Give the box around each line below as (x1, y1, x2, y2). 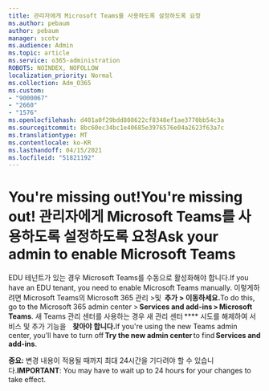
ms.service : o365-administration (8, 57, 120, 65)
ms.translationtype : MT (8, 131, 88, 139)
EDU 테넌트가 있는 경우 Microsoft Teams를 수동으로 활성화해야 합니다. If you (8, 273, 249, 283)
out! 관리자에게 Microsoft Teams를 (8, 208, 235, 226)
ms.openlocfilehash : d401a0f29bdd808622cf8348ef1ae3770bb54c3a (8, 116, 225, 124)
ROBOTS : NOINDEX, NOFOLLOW (8, 64, 99, 72)
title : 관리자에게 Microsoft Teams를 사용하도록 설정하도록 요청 (8, 11, 202, 20)
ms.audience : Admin (8, 42, 74, 50)
